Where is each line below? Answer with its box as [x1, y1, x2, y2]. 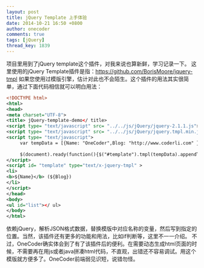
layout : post [6, 8, 39, 15]
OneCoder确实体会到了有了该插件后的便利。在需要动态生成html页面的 [16, 240, 192, 247]
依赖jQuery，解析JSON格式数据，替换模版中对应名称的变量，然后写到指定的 [6, 225, 197, 232]
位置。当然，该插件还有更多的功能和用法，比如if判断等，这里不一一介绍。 [6, 233, 191, 240]
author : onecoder [6, 25, 50, 32]
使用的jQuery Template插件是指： [11, 67, 96, 75]
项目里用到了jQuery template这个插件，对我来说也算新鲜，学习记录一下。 [6, 60, 190, 67]
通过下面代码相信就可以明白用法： [16, 82, 102, 90]
